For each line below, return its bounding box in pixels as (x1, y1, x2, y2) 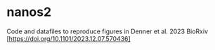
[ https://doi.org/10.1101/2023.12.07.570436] (6, 34, 131, 42)
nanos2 (6, 4, 52, 20)
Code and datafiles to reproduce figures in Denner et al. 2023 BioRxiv (6, 27, 209, 35)
